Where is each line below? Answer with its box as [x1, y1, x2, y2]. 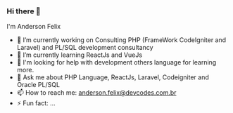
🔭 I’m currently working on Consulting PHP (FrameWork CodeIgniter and [16, 36, 227, 44]
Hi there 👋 [6, 6, 42, 16]
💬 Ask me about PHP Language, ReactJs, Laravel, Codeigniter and [16, 73, 209, 81]
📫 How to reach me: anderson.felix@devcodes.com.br [16, 88, 177, 97]
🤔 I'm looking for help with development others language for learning [16, 58, 217, 67]
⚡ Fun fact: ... [16, 99, 56, 107]
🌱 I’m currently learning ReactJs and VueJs [16, 51, 142, 59]
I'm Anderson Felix [6, 22, 61, 31]
